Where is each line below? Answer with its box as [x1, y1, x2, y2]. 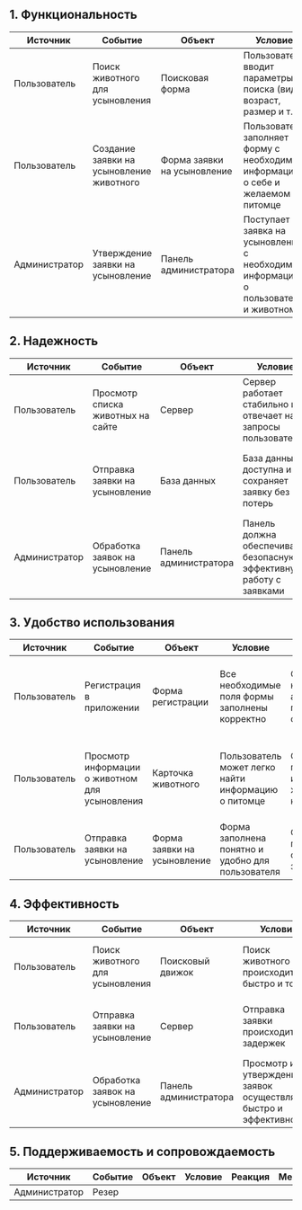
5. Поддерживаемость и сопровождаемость [9, 1143, 276, 1159]
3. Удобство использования [9, 615, 175, 630]
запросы [242, 420, 280, 432]
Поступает [243, 213, 290, 226]
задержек [242, 1037, 286, 1050]
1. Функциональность [9, 7, 138, 22]
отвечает [242, 409, 283, 422]
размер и [243, 105, 285, 118]
